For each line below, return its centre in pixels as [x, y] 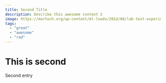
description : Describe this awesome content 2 [54, 14]
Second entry [19, 75]
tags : [11, 23]
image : [12, 19]
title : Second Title [26, 10]
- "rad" [18, 38]
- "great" [20, 28]
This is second [36, 62]
